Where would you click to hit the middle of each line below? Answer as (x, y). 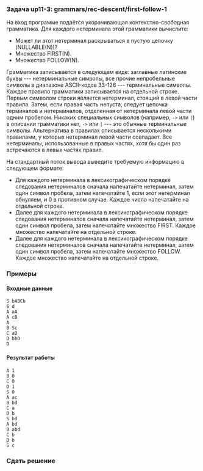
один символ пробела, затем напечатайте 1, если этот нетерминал (102, 193)
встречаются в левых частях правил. (55, 150)
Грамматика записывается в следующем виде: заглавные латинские (97, 72)
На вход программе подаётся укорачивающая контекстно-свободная (98, 23)
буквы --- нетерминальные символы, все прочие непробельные (91, 79)
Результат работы (30, 358)
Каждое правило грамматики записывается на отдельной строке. (93, 92)
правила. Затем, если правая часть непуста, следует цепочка (87, 104)
